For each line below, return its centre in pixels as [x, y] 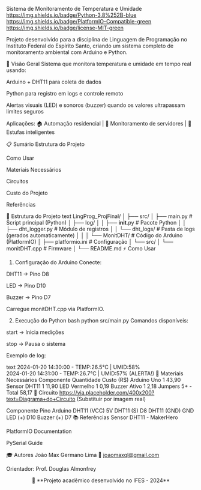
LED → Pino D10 [26, 286]
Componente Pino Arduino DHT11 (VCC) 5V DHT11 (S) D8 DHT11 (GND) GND [100, 410]
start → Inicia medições [35, 332]
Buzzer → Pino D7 [28, 297]
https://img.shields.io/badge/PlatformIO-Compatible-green [79, 21]
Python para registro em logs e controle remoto [65, 93]
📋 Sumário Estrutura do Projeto [46, 144]
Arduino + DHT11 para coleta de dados [54, 82]
